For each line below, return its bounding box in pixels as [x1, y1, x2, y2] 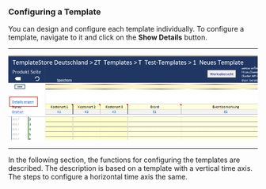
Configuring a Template [8, 6, 101, 17]
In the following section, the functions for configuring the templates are [8, 155, 241, 164]
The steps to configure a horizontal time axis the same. [8, 172, 188, 181]
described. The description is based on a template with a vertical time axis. [8, 163, 253, 172]
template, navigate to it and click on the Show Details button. [8, 32, 207, 42]
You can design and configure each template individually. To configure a [8, 25, 245, 34]
